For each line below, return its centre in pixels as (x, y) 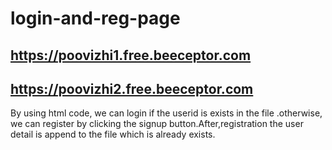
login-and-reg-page (95, 18)
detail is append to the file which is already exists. (113, 134)
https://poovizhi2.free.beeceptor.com (132, 88)
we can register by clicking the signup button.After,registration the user (157, 124)
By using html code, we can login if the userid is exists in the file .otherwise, (166, 113)
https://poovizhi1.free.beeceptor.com (131, 55)
